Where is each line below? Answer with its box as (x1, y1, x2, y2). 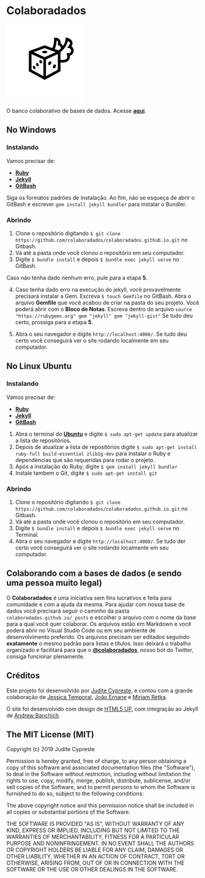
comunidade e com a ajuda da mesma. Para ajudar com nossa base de (6, 600, 185, 608)
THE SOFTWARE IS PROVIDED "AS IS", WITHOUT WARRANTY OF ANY (6, 820, 185, 828)
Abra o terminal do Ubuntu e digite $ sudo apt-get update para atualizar (15, 430, 198, 437)
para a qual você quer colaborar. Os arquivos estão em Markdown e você (6, 620, 192, 627)
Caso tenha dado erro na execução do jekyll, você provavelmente (15, 286, 181, 293)
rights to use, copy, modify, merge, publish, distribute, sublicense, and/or (6, 777, 191, 784)
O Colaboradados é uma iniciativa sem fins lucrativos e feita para (6, 594, 172, 601)
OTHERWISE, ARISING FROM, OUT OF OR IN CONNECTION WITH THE (6, 859, 185, 867)
